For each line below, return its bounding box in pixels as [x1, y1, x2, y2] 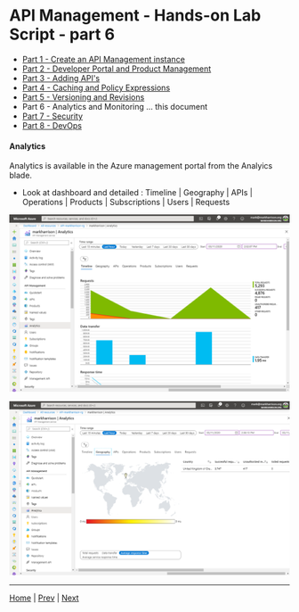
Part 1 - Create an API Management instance [21, 54, 185, 64]
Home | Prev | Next [9, 592, 79, 603]
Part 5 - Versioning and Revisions [21, 91, 145, 103]
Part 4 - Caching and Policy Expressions [21, 82, 171, 93]
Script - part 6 [9, 24, 116, 45]
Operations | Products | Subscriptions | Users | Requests [21, 197, 230, 208]
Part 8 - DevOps [21, 120, 83, 130]
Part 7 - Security [21, 111, 83, 121]
